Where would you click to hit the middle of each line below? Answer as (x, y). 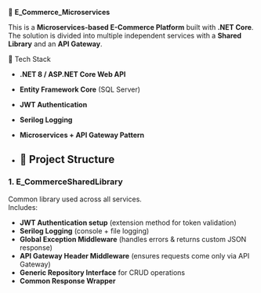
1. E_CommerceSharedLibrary (65, 182)
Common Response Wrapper (67, 280)
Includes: (23, 207)
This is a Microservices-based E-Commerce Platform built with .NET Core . (131, 27)
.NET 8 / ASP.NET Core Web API (72, 74)
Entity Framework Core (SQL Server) (80, 89)
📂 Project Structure (67, 159)
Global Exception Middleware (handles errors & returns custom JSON (133, 239)
